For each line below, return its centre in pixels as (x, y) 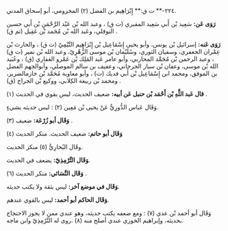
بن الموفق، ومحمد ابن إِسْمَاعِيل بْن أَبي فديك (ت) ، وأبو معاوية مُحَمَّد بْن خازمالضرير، (112, 73)
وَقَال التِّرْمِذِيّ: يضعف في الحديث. (48, 160)
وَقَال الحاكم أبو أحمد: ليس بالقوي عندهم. (58, 200)
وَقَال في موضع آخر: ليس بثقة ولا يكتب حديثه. (63, 187)
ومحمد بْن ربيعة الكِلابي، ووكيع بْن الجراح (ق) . (64, 81)
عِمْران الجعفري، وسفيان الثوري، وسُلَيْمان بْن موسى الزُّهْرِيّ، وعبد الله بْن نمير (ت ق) (113, 52)
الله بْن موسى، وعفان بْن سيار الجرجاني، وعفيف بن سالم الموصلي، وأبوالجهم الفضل (112, 66)
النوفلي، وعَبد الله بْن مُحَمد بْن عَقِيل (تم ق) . (62, 31)
